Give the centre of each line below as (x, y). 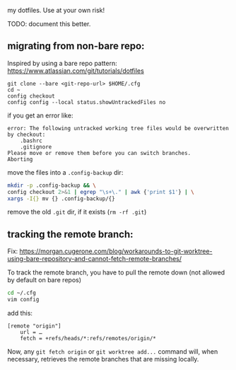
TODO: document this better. (49, 24)
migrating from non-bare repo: (76, 46)
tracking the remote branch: (70, 234)
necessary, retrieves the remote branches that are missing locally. (103, 359)
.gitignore (36, 147)
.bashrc (31, 141)
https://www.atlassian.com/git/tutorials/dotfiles (76, 71)
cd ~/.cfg (22, 293)
